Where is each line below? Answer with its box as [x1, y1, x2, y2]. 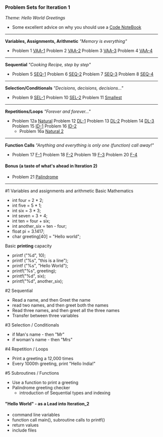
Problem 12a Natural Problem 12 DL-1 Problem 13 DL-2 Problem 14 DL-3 [12, 118, 154, 124]
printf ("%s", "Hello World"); [12, 262, 68, 269]
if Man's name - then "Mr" [12, 331, 65, 337]
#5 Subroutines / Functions [5, 370, 59, 376]
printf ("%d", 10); [12, 252, 46, 258]
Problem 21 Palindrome [12, 174, 58, 180]
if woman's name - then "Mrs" [12, 336, 73, 342]
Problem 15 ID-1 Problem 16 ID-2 [12, 123, 77, 129]
